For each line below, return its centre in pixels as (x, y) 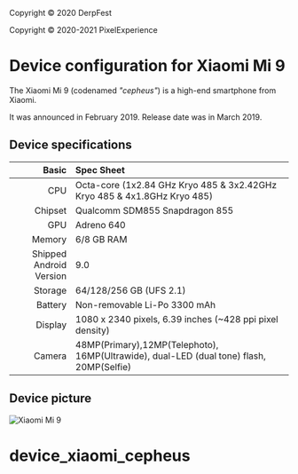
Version (51, 276)
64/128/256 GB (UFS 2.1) (130, 290)
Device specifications (71, 145)
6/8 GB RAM (101, 239)
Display (51, 325)
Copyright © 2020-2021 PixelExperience (83, 30)
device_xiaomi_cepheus (100, 455)
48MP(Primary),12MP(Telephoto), (147, 344)
